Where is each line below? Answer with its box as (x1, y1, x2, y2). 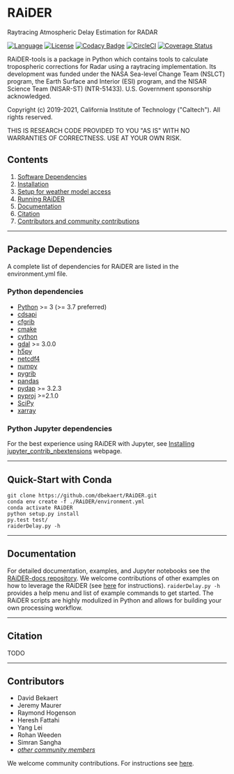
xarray (17, 406, 36, 415)
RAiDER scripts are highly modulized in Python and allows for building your (7, 596, 222, 604)
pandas (17, 376, 40, 385)
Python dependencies (7, 287, 84, 297)
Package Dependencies (7, 244, 113, 256)
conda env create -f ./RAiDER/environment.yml (7, 498, 145, 505)
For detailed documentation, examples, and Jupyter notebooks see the (7, 566, 210, 575)
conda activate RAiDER (7, 504, 73, 511)
